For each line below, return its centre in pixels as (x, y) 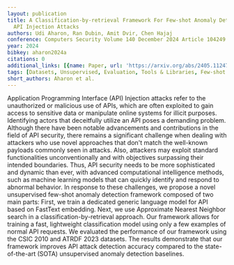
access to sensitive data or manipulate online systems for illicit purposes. (112, 113)
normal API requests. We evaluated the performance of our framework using (117, 232)
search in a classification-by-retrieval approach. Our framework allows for (113, 217)
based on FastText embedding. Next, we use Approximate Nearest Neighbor (117, 209)
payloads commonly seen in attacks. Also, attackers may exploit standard (112, 150)
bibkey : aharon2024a (37, 53)
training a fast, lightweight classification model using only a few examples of (117, 225)
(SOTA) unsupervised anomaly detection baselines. (111, 254)
